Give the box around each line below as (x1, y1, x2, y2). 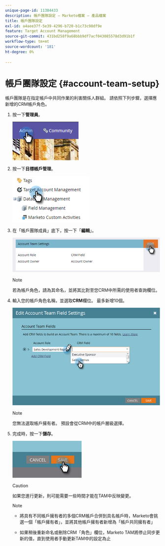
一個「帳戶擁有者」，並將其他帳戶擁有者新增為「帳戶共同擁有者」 (24, 519, 156, 525)
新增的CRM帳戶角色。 (5, 101, 50, 107)
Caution (12, 483, 28, 489)
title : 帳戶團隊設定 (5, 18, 43, 23)
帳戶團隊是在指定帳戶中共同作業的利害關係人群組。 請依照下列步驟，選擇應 (5, 95, 157, 101)
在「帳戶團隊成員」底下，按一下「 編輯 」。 (12, 228, 97, 234)
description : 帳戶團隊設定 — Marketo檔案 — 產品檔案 (5, 13, 107, 18)
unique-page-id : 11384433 (5, 8, 58, 13)
